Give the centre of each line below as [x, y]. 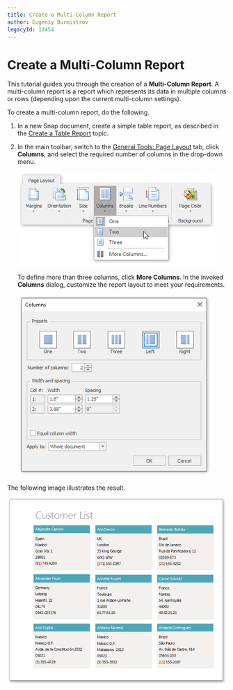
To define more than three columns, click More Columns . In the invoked [120, 277]
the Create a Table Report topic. [63, 133]
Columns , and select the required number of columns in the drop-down [120, 154]
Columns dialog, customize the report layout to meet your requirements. [121, 285]
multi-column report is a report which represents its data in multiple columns [117, 91]
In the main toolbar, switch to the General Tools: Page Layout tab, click [118, 147]
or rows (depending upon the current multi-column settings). [94, 99]
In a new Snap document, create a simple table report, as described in [118, 126]
